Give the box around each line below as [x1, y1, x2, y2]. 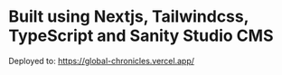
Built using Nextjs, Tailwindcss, [8, 6, 249, 27]
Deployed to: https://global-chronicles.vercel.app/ [8, 55, 195, 66]
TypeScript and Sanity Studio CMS [8, 25, 274, 46]
